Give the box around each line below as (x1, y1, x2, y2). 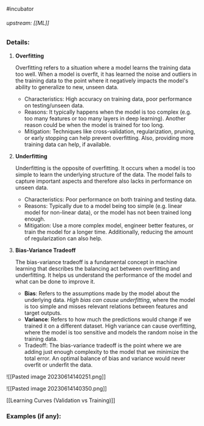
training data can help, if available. (24, 141, 111, 148)
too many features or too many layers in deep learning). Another (24, 114, 186, 122)
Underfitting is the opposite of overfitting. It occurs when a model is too (15, 164, 195, 172)
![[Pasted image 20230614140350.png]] (6, 384, 107, 392)
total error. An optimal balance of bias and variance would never (24, 354, 186, 362)
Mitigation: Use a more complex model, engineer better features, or (24, 221, 194, 229)
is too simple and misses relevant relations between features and (24, 303, 188, 310)
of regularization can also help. (24, 235, 103, 242)
